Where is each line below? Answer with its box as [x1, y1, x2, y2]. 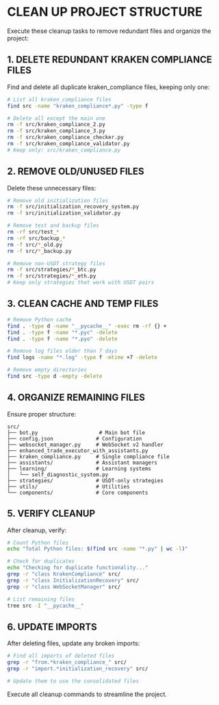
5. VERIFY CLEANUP [7, 508, 96, 519]
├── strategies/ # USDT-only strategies [7, 477, 164, 484]
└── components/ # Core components [7, 489, 149, 496]
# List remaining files [7, 595, 75, 603]
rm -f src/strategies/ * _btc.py [7, 267, 96, 273]
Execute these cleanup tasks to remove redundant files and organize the [7, 27, 211, 35]
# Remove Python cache [7, 316, 72, 323]
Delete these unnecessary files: [7, 184, 96, 192]
